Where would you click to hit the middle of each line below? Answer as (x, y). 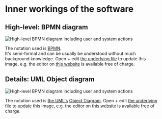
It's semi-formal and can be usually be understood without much (70, 53)
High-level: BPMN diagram (47, 27)
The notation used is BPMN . (33, 48)
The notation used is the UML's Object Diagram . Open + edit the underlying (81, 100)
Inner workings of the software (69, 9)
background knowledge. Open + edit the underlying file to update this (76, 59)
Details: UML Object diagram (50, 79)
